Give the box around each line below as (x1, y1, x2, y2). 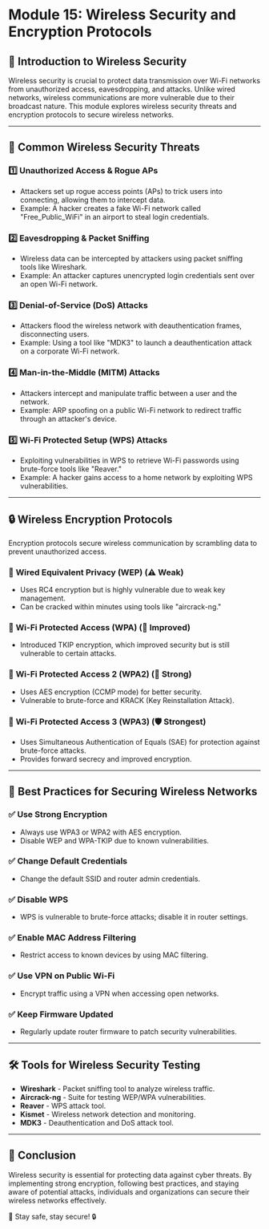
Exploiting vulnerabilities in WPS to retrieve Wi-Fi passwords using (19, 455, 239, 465)
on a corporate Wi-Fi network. (19, 346, 120, 356)
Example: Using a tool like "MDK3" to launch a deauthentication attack (19, 338, 252, 348)
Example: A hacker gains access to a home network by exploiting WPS (19, 472, 254, 482)
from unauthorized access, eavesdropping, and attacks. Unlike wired (8, 84, 236, 94)
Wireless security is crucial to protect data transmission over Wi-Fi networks (8, 76, 261, 85)
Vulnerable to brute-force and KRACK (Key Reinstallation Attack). (19, 695, 235, 705)
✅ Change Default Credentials (8, 855, 128, 867)
